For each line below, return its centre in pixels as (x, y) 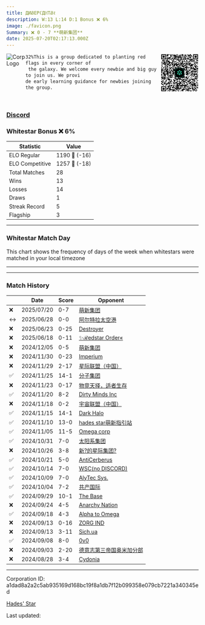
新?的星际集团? (98, 451)
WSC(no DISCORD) (103, 469)
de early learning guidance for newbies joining (88, 82)
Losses (18, 189)
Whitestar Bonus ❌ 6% (41, 131)
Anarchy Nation (98, 505)
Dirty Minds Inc (98, 394)
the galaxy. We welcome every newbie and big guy (92, 69)
